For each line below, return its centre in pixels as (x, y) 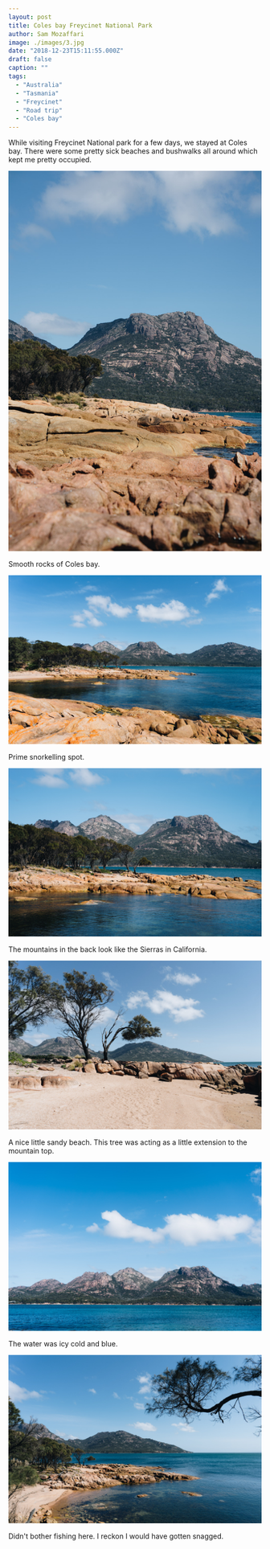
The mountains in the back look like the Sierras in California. (108, 949)
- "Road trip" (39, 110)
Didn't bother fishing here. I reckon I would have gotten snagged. (116, 1536)
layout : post (30, 17)
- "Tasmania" (37, 93)
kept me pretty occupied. (50, 160)
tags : (17, 76)
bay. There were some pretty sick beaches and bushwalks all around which (133, 151)
